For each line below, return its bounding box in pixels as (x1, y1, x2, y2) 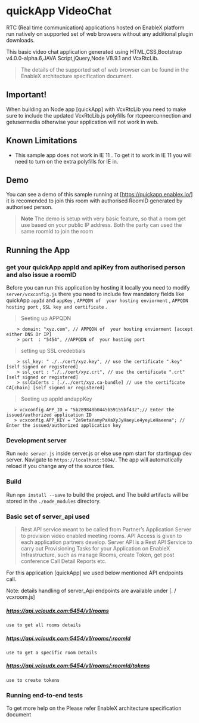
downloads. (6, 36, 35, 44)
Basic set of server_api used (6, 512, 90, 521)
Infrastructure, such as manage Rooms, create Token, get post (20, 551, 175, 558)
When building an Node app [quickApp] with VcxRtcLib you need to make (6, 106, 186, 113)
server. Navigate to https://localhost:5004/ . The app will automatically (6, 456, 183, 463)
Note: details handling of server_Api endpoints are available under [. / (6, 587, 176, 594)
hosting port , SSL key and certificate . (6, 303, 107, 310)
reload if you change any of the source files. (6, 463, 115, 470)
